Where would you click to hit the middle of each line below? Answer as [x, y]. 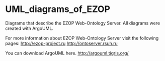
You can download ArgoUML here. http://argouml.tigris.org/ [67, 53]
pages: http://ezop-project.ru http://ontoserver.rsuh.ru [62, 43]
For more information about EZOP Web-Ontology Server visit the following [82, 38]
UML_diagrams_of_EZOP [58, 9]
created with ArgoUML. [29, 28]
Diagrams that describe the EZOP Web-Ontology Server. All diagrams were [82, 23]
